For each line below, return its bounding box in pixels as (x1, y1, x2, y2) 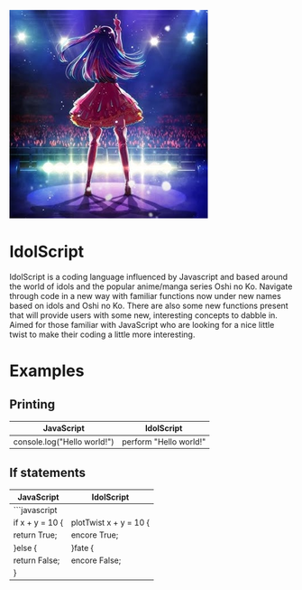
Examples (9, 361, 85, 381)
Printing (9, 397, 56, 412)
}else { (13, 542, 38, 553)
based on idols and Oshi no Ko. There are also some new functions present (9, 300, 288, 311)
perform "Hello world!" (121, 435, 206, 447)
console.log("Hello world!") (13, 435, 114, 447)
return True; (13, 529, 58, 540)
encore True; (70, 529, 119, 540)
